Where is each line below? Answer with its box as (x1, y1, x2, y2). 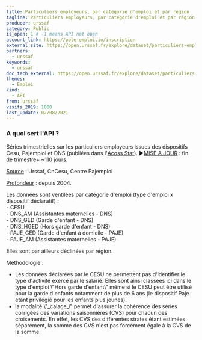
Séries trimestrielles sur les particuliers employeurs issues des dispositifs (6, 143, 188, 150)
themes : (6, 76, 26, 82)
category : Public (6, 25, 50, 32)
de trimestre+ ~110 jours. (6, 156, 68, 163)
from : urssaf (6, 98, 39, 104)
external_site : (6, 43, 44, 49)
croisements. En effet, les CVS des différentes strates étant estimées (14, 315, 186, 323)
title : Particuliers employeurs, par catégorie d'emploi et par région (6, 8, 189, 15)
